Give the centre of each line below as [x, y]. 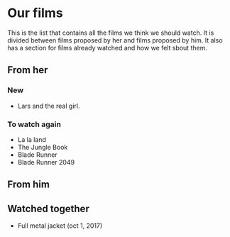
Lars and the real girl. [49, 106]
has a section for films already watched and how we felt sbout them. [108, 48]
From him [28, 185]
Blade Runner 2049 [46, 162]
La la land [32, 139]
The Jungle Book [43, 147]
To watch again [34, 124]
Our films [35, 13]
